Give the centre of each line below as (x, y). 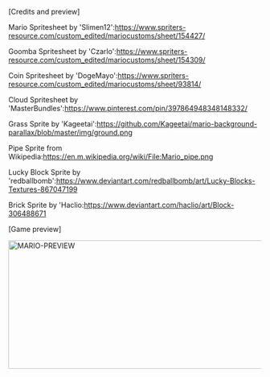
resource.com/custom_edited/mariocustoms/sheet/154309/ (107, 60)
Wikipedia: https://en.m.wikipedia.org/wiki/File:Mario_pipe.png (111, 157)
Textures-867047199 (43, 189)
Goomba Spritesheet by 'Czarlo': (62, 51)
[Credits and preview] (44, 12)
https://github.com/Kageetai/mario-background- (177, 124)
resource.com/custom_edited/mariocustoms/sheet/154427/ (107, 36)
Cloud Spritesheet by (43, 99)
